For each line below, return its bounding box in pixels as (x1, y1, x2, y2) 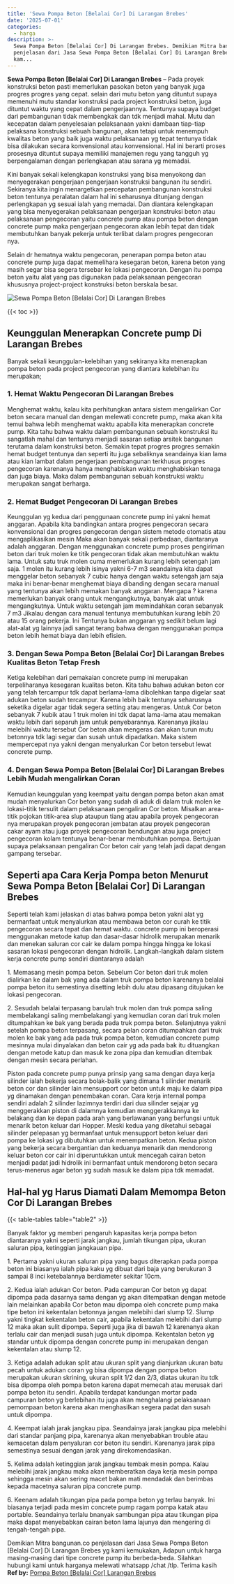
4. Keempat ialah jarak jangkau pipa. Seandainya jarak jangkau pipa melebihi (7, 1424, 227, 1432)
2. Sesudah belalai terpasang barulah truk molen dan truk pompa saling (7, 1003, 212, 1012)
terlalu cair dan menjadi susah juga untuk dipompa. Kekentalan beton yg (7, 1330, 214, 1339)
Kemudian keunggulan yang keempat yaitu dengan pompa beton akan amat (7, 790, 224, 798)
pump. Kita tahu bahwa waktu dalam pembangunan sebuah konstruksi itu (7, 427, 218, 435)
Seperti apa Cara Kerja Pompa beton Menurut (7, 869, 209, 881)
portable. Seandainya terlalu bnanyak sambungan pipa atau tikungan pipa (7, 1511, 219, 1519)
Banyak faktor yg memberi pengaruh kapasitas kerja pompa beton (7, 1229, 197, 1237)
